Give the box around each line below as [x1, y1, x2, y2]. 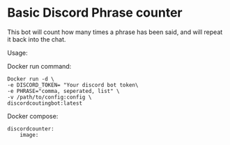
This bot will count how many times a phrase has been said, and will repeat [7, 28, 223, 36]
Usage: [7, 49, 28, 57]
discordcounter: [7, 125, 54, 133]
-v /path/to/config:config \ [7, 94, 92, 101]
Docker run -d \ [7, 75, 54, 83]
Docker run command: [7, 62, 72, 70]
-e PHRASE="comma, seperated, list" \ [7, 87, 120, 94]
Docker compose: [7, 112, 59, 120]
